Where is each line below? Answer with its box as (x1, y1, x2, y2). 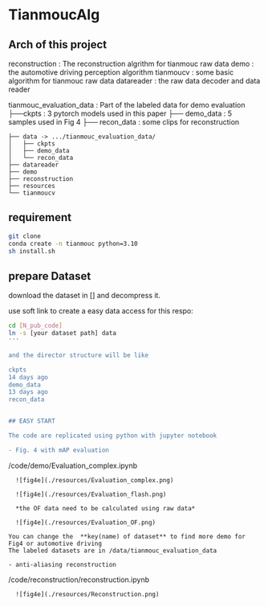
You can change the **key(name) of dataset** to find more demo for (8, 532, 246, 540)
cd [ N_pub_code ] (8, 321, 63, 330)
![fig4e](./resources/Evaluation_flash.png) (15, 490, 167, 498)
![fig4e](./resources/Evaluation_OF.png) (15, 518, 156, 526)
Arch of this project (8, 38, 107, 51)
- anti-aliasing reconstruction (8, 560, 116, 568)
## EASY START (8, 417, 56, 425)
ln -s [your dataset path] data (8, 330, 116, 338)
